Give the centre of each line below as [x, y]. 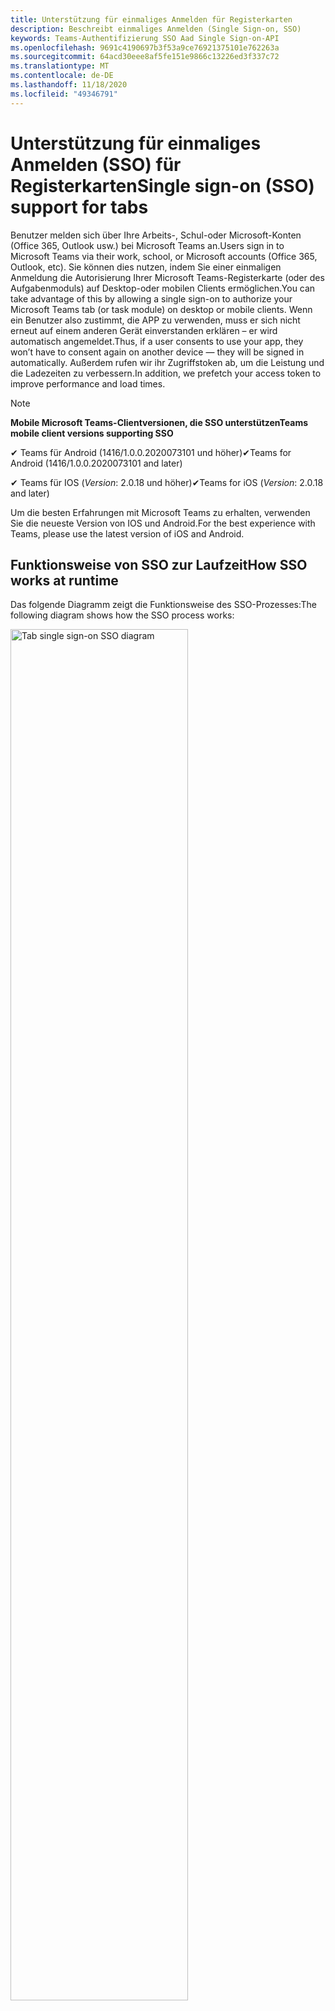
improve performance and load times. [88, 383]
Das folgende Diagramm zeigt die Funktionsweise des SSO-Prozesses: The [164, 605]
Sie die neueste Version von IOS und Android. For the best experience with [163, 523]
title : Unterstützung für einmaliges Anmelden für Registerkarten [151, 19]
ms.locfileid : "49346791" [64, 94]
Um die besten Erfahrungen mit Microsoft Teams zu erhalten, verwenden [160, 512]
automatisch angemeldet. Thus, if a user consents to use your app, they [157, 341]
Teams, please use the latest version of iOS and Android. [127, 533]
